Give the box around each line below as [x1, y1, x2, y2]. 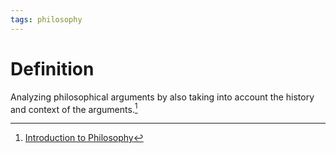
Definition [10, 57, 95, 80]
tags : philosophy [10, 14, 83, 25]
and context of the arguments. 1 [10, 101, 138, 115]
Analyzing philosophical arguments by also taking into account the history [10, 91, 315, 103]
